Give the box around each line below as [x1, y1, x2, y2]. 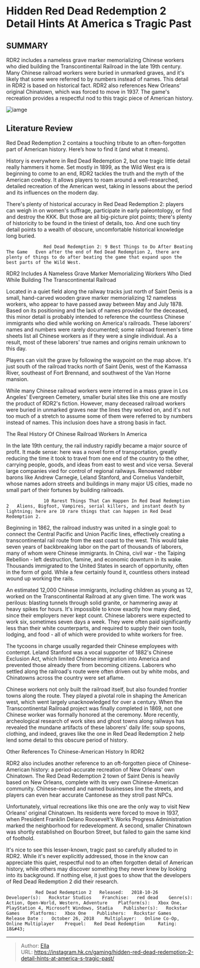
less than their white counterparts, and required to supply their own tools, [6, 624, 186, 631]
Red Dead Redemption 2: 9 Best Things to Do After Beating [43, 244, 193, 250]
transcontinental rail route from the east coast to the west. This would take [6, 536, 189, 544]
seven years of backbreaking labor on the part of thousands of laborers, [6, 543, 183, 550]
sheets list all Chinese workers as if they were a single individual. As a [6, 332, 177, 339]
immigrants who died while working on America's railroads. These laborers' [6, 319, 192, 327]
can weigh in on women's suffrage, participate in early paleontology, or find [6, 207, 192, 214]
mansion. [6, 375, 29, 383]
